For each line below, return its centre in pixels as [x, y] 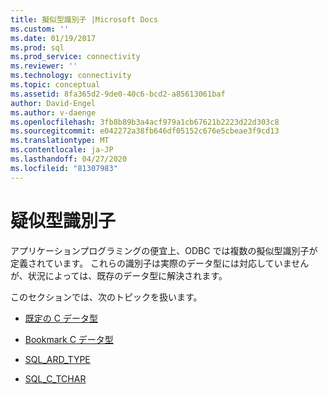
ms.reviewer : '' [44, 66]
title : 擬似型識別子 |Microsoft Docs [84, 19]
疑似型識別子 [63, 220]
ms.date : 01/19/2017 [53, 38]
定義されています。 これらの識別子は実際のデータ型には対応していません [160, 263]
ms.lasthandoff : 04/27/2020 [69, 159]
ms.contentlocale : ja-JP [62, 150]
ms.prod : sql [37, 47]
